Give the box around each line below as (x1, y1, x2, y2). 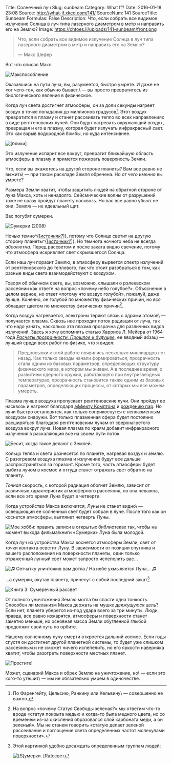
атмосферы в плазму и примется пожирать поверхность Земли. (5, 156, 147, 162)
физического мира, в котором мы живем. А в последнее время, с (17, 366, 163, 372)
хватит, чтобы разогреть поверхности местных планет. (5, 650, 126, 656)
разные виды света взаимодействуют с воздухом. (5, 270, 116, 276)
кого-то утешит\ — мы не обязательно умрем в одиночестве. (5, 675, 141, 681)
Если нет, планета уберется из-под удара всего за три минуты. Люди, (5, 607, 159, 613)
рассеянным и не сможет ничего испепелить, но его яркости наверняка (5, 644, 165, 651)
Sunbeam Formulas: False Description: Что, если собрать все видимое (5, 15, 158, 21)
